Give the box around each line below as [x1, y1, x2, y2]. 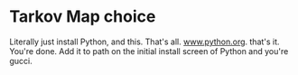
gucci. [9, 55, 33, 66]
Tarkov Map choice [9, 6, 156, 27]
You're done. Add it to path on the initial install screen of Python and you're [9, 45, 289, 56]
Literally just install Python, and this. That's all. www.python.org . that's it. [9, 36, 280, 47]
